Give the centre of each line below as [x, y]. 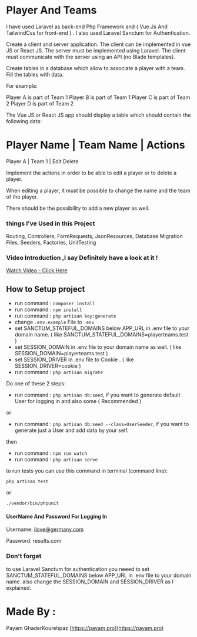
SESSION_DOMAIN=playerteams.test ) [61, 354]
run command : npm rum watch [51, 453]
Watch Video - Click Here [37, 270]
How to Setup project [46, 289]
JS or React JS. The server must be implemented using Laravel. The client [96, 50]
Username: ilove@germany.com [45, 529]
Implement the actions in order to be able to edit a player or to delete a [91, 173]
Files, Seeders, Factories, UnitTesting [51, 243]
